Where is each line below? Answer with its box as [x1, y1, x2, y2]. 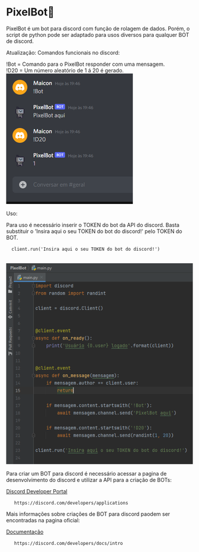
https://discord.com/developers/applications [14, 500, 129, 506]
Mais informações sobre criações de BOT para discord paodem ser [6, 510, 171, 518]
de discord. [6, 37, 34, 44]
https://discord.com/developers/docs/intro [14, 540, 123, 546]
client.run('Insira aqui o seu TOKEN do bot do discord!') [11, 246, 161, 252]
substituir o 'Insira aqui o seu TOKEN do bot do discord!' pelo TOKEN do [6, 228, 182, 235]
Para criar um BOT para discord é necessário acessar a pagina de [6, 470, 167, 477]
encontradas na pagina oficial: [6, 516, 80, 524]
